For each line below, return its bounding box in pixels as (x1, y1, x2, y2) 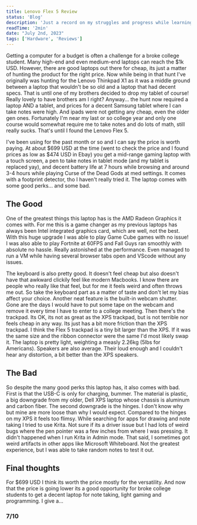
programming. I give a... (6, 497, 63, 504)
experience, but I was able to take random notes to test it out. (6, 446, 154, 453)
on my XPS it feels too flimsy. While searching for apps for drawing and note (6, 415, 191, 422)
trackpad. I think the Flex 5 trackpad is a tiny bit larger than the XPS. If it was (6, 326, 191, 333)
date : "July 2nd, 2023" (6, 31, 64, 36)
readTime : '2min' (6, 25, 49, 31)
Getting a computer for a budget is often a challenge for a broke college (6, 52, 180, 59)
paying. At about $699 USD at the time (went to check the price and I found (6, 145, 189, 152)
